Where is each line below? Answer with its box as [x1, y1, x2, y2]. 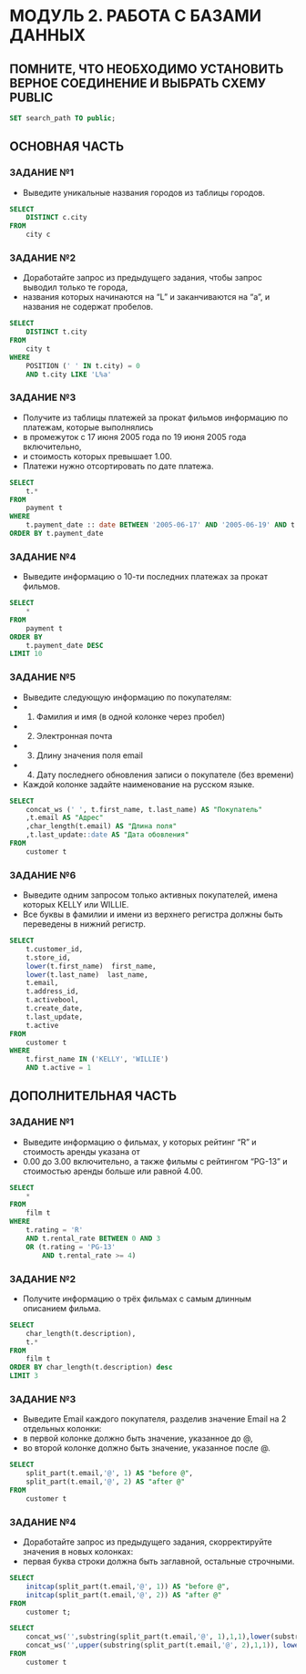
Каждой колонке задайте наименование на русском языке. [22, 778, 255, 789]
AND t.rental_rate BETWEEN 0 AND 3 [25, 1234, 161, 1243]
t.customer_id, [25, 944, 84, 953]
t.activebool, [25, 995, 79, 1005]
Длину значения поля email [36, 749, 144, 761]
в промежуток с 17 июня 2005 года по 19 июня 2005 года [22, 431, 247, 442]
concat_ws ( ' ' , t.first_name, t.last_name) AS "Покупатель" [25, 805, 262, 814]
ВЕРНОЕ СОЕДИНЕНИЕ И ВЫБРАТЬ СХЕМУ [9, 75, 267, 91]
